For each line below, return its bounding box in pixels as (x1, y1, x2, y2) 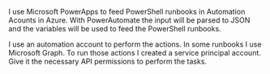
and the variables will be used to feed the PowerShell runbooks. (8, 24, 221, 33)
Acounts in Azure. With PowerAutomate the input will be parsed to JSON (8, 15, 251, 25)
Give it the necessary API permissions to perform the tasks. (8, 56, 208, 66)
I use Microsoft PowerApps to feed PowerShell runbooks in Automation (8, 7, 246, 16)
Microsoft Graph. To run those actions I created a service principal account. (8, 48, 262, 57)
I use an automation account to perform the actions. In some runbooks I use (8, 39, 262, 49)
